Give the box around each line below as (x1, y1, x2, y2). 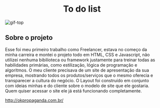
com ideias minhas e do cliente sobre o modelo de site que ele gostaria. (5, 83, 150, 89)
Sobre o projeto (5, 34, 53, 42)
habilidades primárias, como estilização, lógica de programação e (5, 62, 138, 68)
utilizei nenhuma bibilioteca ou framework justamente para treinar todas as (5, 57, 155, 63)
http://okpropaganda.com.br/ (5, 97, 64, 103)
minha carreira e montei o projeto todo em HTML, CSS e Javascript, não (5, 52, 150, 57)
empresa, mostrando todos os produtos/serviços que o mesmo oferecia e (5, 72, 153, 78)
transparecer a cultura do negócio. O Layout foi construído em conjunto (5, 77, 149, 83)
